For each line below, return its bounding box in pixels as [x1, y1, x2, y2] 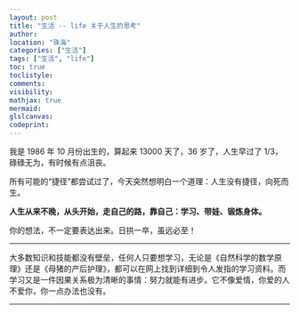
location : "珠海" [9, 37, 71, 47]
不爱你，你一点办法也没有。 [9, 286, 111, 296]
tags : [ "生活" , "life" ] [9, 54, 95, 63]
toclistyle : [9, 71, 53, 80]
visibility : [9, 87, 53, 96]
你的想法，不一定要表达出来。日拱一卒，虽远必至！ [9, 225, 197, 236]
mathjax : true [9, 95, 62, 105]
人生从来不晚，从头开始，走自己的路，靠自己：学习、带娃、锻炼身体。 [9, 206, 267, 216]
